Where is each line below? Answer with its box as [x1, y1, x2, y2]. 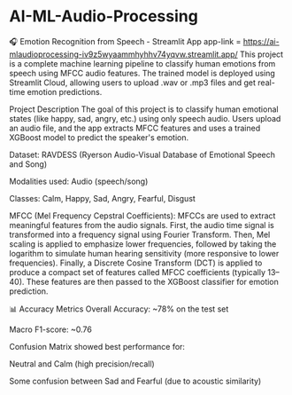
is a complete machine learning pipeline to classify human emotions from [9, 58, 276, 68]
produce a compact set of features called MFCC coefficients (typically [9, 266, 266, 277]
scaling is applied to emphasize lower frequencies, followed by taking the [9, 238, 277, 249]
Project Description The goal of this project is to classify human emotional [9, 104, 279, 115]
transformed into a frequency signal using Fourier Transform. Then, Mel [9, 229, 271, 240]
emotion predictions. [27, 86, 103, 97]
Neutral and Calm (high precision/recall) [9, 358, 155, 369]
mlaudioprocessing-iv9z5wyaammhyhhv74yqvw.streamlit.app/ [9, 49, 239, 59]
